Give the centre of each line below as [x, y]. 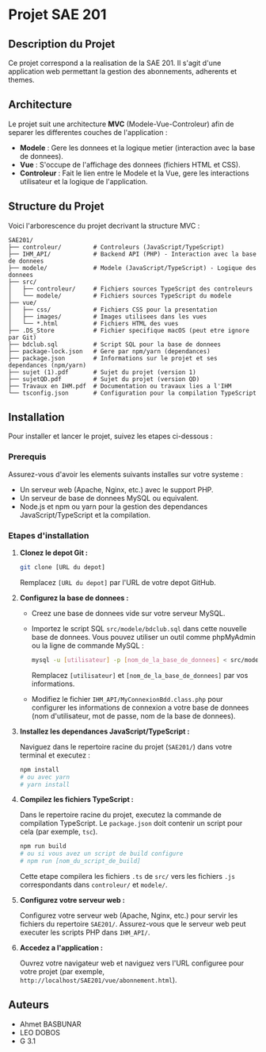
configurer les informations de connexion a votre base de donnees [140, 707]
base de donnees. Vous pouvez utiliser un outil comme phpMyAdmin [143, 637]
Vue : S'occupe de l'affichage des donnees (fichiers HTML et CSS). [130, 164]
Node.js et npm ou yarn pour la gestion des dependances [114, 507]
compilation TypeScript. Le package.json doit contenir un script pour [131, 823]
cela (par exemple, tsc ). [59, 832]
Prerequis [27, 457]
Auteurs [29, 1005]
